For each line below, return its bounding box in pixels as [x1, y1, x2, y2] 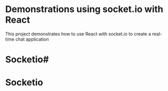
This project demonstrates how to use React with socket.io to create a [5, 31, 151, 37]
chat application [15, 36, 49, 42]
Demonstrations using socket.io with [5, 4, 163, 15]
